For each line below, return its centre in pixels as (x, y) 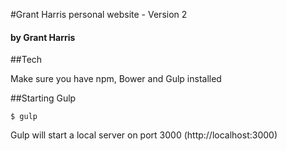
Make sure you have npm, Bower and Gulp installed (116, 79)
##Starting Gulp (43, 98)
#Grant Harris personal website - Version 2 (99, 14)
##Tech (26, 60)
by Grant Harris (43, 37)
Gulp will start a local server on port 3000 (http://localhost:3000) (144, 135)
